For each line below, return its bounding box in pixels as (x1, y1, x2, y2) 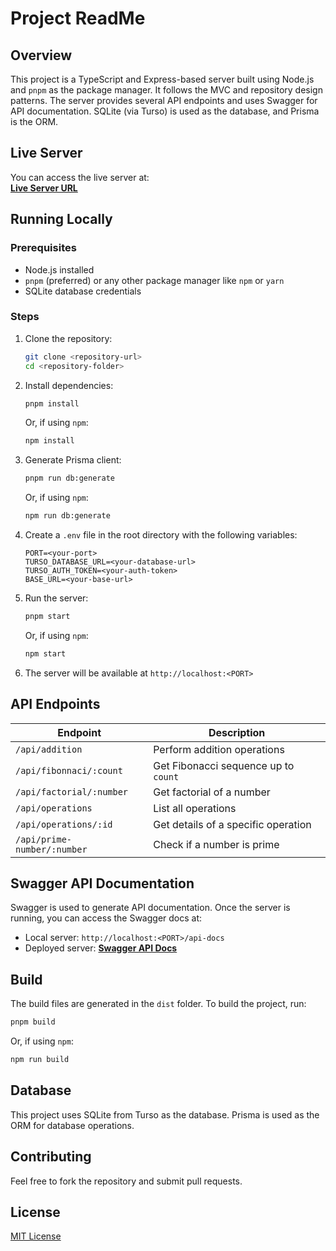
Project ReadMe (10, 7, 146, 30)
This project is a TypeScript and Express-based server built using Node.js (10, 73, 315, 85)
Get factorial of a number (153, 785, 271, 799)
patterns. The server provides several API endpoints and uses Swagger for (10, 95, 318, 106)
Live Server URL (10, 182, 78, 194)
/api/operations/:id (15, 818, 113, 830)
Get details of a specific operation (153, 817, 312, 831)
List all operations (153, 801, 237, 815)
